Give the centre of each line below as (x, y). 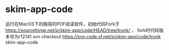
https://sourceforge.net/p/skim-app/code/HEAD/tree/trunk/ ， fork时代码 (82, 30)
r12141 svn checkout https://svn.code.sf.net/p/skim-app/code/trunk (90, 36)
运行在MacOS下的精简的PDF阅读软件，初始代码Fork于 (62, 24)
